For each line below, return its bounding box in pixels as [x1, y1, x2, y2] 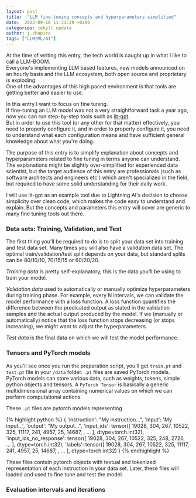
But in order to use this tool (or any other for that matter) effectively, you [6, 119, 180, 126]
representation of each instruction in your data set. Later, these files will [6, 465, 179, 472]
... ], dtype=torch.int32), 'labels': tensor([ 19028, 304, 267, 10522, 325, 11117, [6, 441, 189, 448]
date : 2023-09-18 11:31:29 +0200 [6, 19, 91, 25]
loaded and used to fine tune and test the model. [6, 470, 123, 478]
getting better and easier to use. [6, 89, 84, 96]
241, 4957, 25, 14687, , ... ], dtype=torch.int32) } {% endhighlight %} [6, 447, 170, 454]
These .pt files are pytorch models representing [6, 404, 123, 411]
